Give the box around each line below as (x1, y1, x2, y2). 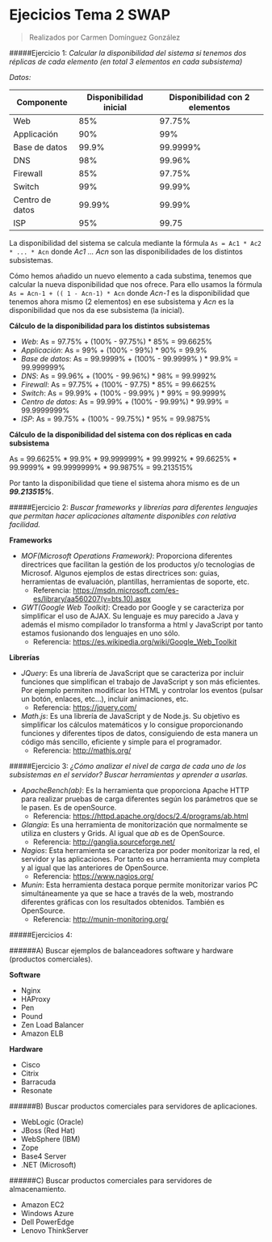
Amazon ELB (20, 1029, 64, 1038)
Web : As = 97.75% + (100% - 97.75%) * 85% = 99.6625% (20, 336, 213, 346)
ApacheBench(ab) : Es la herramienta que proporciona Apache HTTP (20, 785, 249, 795)
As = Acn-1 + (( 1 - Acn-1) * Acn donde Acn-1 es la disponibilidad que (9, 288, 250, 298)
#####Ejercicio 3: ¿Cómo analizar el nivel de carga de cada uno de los (9, 761, 247, 771)
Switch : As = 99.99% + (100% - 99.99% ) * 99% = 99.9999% (20, 388, 227, 398)
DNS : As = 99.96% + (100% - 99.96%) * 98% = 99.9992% (20, 370, 217, 381)
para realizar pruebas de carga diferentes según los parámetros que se (20, 794, 258, 804)
